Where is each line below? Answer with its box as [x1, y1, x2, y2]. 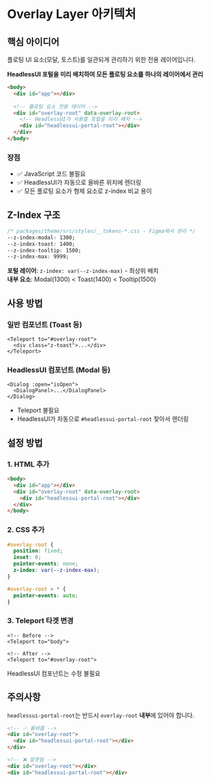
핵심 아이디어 [7, 36, 60, 48]
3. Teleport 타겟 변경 [7, 616, 74, 626]
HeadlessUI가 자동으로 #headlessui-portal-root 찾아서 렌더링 [17, 415, 189, 423]
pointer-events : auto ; [13, 592, 78, 599]
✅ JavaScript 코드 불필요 [17, 170, 86, 178]
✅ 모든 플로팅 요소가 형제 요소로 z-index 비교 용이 [17, 187, 152, 195]
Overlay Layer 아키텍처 [7, 6, 136, 22]
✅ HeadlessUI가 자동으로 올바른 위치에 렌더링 [17, 179, 142, 187]
